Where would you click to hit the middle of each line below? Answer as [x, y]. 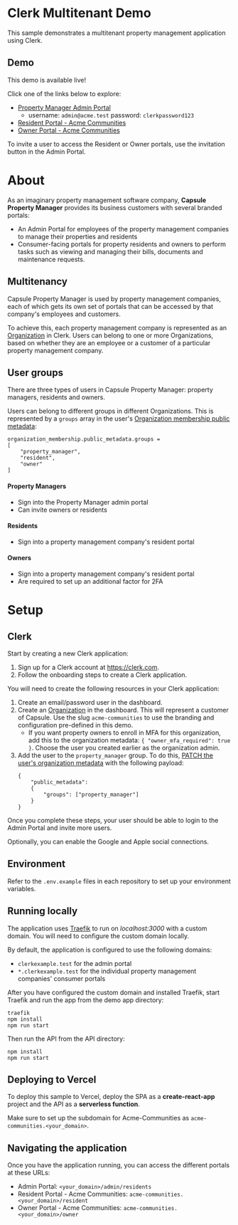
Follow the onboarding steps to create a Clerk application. [102, 675]
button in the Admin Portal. [47, 152]
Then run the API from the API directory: [66, 1039]
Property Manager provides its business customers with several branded [115, 207]
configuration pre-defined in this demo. [75, 725]
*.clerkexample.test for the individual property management [107, 971]
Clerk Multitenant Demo [79, 13]
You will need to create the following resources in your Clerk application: [114, 688]
